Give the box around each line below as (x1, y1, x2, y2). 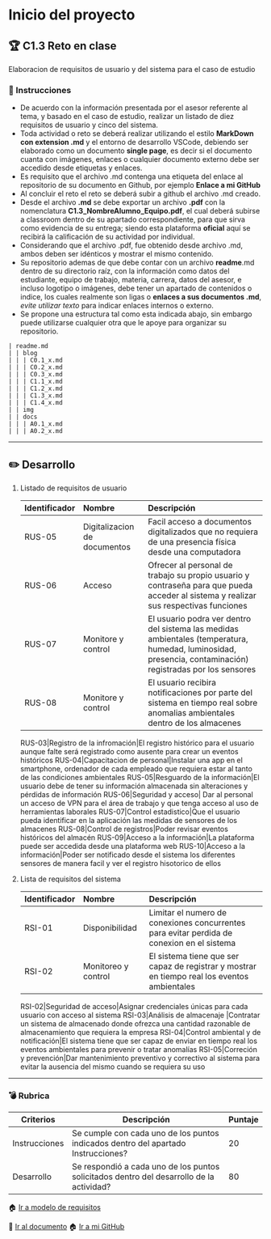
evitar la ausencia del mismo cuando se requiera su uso (19, 1062, 206, 1071)
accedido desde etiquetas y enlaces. (19, 163, 143, 173)
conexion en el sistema (148, 937, 236, 948)
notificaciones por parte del (148, 687, 252, 698)
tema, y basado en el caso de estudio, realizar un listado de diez (19, 112, 235, 121)
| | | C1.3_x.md (8, 392, 63, 400)
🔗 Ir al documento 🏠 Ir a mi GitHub (8, 1222, 125, 1232)
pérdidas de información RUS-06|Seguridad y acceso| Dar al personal (19, 790, 254, 800)
